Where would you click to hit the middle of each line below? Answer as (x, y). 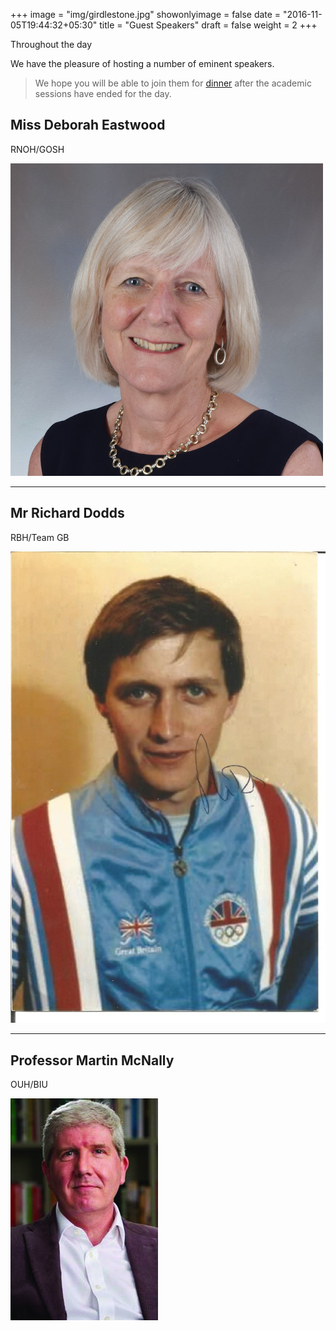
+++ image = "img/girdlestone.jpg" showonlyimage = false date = (146, 14)
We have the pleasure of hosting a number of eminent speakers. (142, 63)
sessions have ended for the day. (103, 93)
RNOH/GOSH (37, 149)
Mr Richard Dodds (67, 513)
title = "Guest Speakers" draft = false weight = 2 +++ (208, 25)
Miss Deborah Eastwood (88, 125)
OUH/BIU (29, 1084)
